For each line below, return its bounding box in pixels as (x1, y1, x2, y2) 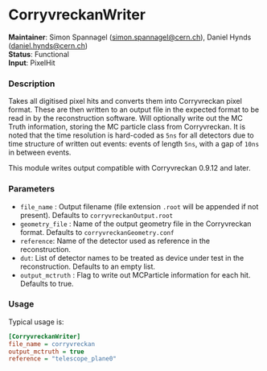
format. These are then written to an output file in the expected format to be (8, 105, 260, 114)
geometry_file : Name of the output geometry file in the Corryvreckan (19, 219, 252, 229)
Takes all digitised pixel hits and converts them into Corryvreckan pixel (8, 97, 243, 106)
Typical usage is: (8, 316, 64, 327)
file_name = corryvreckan (8, 340, 95, 348)
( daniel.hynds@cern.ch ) (8, 40, 88, 50)
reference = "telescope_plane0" (8, 355, 117, 363)
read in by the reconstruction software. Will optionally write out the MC (8, 113, 243, 123)
